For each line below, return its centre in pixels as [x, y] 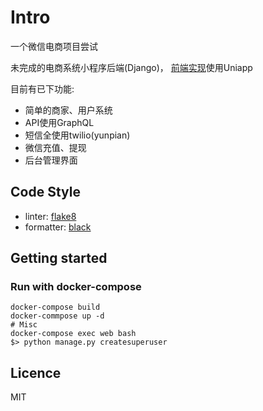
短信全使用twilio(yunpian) [77, 135]
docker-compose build [55, 307]
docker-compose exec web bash [73, 334]
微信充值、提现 [55, 147]
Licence [36, 372]
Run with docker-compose [76, 287]
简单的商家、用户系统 [68, 110]
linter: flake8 [50, 216]
